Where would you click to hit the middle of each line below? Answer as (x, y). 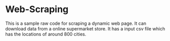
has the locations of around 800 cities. (46, 34)
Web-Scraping (37, 9)
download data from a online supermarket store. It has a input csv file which (85, 28)
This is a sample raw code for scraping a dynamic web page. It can (76, 23)
